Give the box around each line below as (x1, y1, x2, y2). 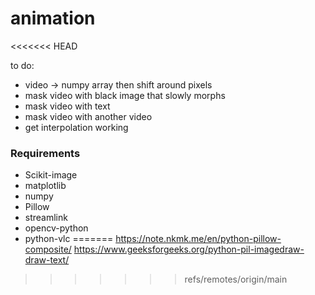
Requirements (10, 146, 81, 160)
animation (10, 7, 96, 30)
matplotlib (24, 180, 67, 192)
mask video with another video (24, 110, 153, 122)
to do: (10, 59, 35, 71)
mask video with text (24, 100, 111, 112)
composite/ (24, 243, 72, 256)
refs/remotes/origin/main (184, 273, 288, 286)
